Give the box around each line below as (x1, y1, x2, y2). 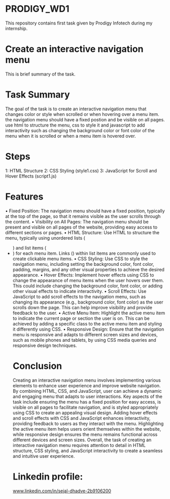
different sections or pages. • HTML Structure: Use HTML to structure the (5, 229, 160, 235)
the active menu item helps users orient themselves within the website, (12, 426, 161, 432)
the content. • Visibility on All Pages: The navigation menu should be (5, 218, 149, 224)
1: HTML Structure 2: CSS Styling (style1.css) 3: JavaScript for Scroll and (5, 167, 157, 173)
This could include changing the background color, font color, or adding (12, 283, 163, 289)
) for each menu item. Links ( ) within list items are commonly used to (12, 250, 156, 256)
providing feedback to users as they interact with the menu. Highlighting (12, 420, 164, 427)
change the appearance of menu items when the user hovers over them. (12, 277, 164, 283)
